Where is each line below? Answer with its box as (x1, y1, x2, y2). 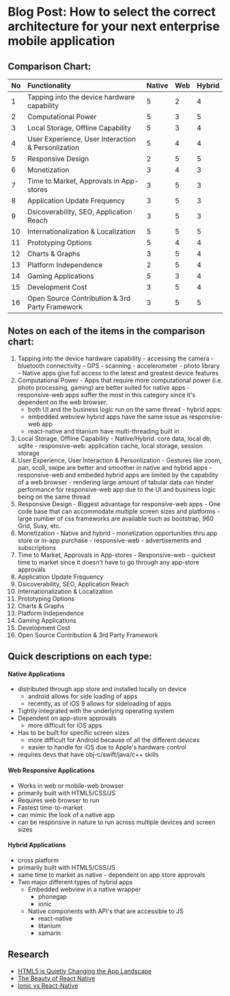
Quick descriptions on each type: (8, 651, 152, 662)
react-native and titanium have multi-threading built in (27, 427, 179, 435)
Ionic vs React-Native (17, 981, 78, 990)
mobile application (8, 34, 115, 49)
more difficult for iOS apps (27, 721, 102, 730)
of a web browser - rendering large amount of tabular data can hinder (17, 477, 214, 486)
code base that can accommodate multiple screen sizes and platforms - (17, 507, 220, 515)
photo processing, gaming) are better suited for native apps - (17, 383, 190, 391)
